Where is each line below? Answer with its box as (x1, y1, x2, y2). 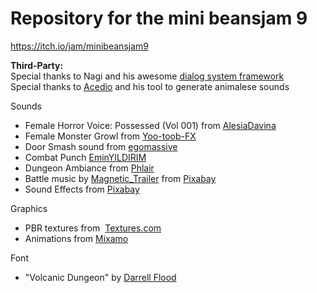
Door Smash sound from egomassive (24, 140, 178, 152)
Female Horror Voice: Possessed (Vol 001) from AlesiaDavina (24, 119, 277, 131)
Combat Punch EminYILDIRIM (24, 151, 147, 163)
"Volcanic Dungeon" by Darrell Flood (24, 271, 177, 283)
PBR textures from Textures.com (24, 222, 162, 234)
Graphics (10, 202, 48, 214)
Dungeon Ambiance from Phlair (24, 162, 155, 174)
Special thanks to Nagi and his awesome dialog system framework (10, 70, 285, 82)
